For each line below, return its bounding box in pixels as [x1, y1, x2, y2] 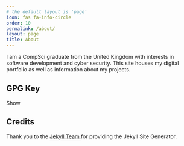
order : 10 [6, 20, 31, 26]
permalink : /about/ [6, 25, 56, 32]
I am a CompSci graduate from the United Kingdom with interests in [6, 53, 174, 60]
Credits [6, 117, 35, 127]
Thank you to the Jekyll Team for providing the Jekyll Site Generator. [6, 133, 177, 140]
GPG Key [6, 84, 40, 94]
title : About [6, 37, 39, 43]
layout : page [6, 31, 39, 37]
